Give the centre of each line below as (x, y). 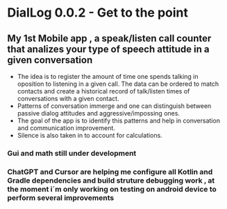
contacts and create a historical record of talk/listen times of (103, 91)
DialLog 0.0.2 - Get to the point (98, 13)
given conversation (50, 60)
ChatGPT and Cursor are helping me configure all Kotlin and (110, 172)
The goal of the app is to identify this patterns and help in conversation (119, 120)
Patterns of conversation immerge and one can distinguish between (114, 106)
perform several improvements (61, 197)
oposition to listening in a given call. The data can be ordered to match (118, 84)
